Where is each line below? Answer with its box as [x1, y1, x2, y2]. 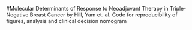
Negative [6, 11, 29, 18]
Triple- [169, 5, 187, 12]
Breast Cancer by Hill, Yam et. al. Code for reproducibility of [29, 11, 178, 18]
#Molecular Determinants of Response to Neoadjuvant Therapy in [6, 5, 169, 12]
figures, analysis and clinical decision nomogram [6, 18, 127, 24]
